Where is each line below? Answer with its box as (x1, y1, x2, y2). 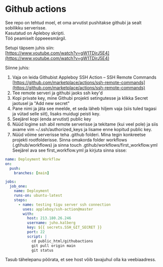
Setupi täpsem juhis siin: (5, 45, 54, 51)
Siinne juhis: (5, 65, 30, 71)
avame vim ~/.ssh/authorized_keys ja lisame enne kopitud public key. (12, 126, 152, 132)
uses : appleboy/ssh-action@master (23, 207, 93, 212)
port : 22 (27, 230, 45, 235)
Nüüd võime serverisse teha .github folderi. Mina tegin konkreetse (12, 132, 146, 137)
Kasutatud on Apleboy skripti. (5, 30, 65, 36)
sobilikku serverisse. (5, 25, 47, 30)
